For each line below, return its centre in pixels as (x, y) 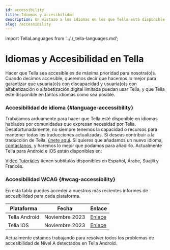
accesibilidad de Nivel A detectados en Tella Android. (61, 243)
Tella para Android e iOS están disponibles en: (54, 151)
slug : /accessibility (28, 24)
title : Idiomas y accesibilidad (39, 15)
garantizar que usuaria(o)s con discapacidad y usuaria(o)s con (71, 84)
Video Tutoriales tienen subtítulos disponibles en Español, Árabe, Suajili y (82, 161)
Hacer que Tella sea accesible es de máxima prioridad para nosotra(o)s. (81, 73)
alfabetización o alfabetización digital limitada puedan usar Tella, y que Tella (85, 89)
